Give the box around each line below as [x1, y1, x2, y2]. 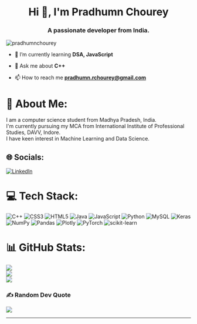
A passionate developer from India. [47, 26, 150, 35]
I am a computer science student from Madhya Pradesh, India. [6, 116, 157, 123]
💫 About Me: [6, 97, 68, 111]
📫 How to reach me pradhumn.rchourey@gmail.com [14, 74, 147, 81]
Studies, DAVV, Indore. [6, 129, 61, 136]
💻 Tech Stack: [6, 189, 79, 203]
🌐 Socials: [6, 152, 45, 162]
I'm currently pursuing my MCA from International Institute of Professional [6, 123, 185, 130]
